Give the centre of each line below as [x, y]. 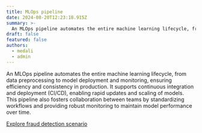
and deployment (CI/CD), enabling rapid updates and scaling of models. [95, 93]
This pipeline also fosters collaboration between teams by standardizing [95, 99]
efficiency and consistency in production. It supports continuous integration [100, 86]
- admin [21, 57]
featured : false [26, 40]
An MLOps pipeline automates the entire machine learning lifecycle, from [96, 73]
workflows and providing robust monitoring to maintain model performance [99, 105]
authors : [17, 46]
